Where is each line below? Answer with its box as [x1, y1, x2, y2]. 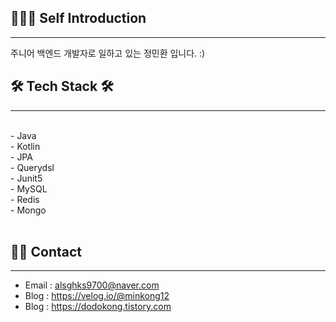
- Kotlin [10, 140, 41, 152]
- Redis [10, 193, 40, 205]
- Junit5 [10, 172, 43, 184]
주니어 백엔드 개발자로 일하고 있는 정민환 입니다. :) [10, 47, 206, 59]
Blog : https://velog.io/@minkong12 [24, 290, 170, 302]
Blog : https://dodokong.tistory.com [24, 301, 172, 313]
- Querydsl [10, 161, 55, 173]
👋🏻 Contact [10, 244, 83, 261]
